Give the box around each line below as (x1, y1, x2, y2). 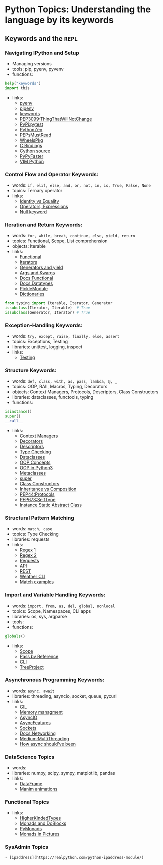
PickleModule (19, 286, 48, 292)
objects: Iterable (12, 243, 46, 249)
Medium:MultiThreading (19, 735, 69, 741)
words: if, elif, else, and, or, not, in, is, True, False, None (12, 182, 151, 188)
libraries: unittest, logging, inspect (12, 344, 83, 350)
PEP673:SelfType (19, 497, 56, 503)
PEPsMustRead (19, 132, 51, 138)
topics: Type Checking (12, 531, 59, 537)
